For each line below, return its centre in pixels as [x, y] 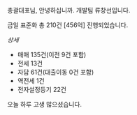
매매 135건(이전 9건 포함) [52, 55]
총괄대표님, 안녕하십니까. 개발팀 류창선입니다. [69, 10]
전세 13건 [30, 63]
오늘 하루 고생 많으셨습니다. [45, 104]
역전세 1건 [31, 81]
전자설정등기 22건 [42, 90]
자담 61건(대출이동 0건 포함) [56, 72]
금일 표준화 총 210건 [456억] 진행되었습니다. [68, 25]
